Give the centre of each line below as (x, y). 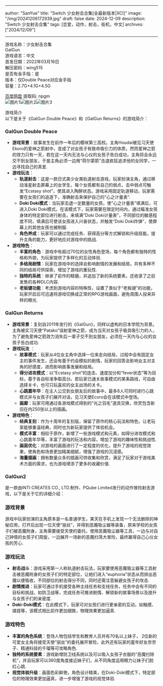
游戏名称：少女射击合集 (28, 44)
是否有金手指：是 (22, 74)
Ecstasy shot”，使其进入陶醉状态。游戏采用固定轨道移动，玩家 (88, 191)
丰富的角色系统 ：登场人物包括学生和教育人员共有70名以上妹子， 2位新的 (84, 636)
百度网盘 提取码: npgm (27, 96)
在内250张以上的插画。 (47, 409)
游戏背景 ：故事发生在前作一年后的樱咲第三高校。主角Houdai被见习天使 (83, 143)
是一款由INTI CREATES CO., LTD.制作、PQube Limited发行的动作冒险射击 (78, 487)
